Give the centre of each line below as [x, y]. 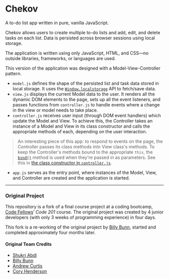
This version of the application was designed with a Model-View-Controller [83, 68]
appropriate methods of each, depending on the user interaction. [80, 131]
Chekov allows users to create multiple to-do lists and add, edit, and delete [83, 32]
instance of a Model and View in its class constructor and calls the [81, 126]
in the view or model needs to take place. [55, 110]
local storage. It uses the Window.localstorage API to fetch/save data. [84, 88]
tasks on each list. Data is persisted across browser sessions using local [80, 38]
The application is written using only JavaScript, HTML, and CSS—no [77, 53]
